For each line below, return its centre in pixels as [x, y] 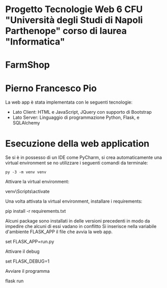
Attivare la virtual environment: [37, 182]
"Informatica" [35, 42]
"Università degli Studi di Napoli [74, 20]
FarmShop [27, 65]
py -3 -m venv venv [26, 172]
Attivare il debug [22, 251]
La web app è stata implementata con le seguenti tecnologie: [69, 102]
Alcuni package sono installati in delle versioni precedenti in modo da [78, 221]
